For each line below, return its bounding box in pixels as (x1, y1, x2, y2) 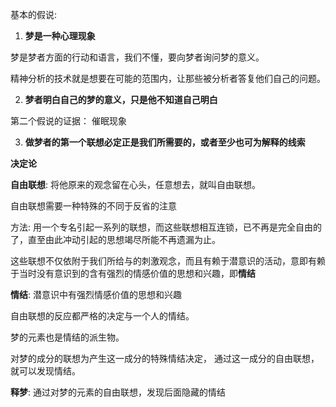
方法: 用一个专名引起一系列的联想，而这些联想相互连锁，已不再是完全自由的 (10, 221, 322, 233)
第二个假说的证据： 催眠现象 (10, 115, 127, 127)
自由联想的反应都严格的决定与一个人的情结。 (10, 310, 195, 322)
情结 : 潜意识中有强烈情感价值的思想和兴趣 (10, 289, 182, 300)
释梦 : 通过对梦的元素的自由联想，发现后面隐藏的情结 (10, 386, 226, 398)
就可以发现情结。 (10, 365, 81, 377)
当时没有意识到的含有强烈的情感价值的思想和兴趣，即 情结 (18, 268, 256, 279)
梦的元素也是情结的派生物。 (10, 331, 125, 343)
